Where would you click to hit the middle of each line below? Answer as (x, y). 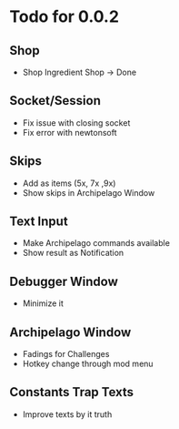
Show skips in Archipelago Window (89, 192)
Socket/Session (55, 101)
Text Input (39, 222)
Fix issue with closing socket (76, 123)
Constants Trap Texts (72, 392)
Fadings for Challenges (66, 354)
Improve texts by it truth (67, 414)
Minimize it (43, 303)
